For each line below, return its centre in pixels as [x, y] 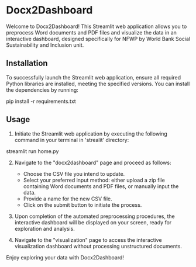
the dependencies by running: [42, 90]
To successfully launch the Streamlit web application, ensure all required [94, 77]
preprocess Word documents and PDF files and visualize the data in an [92, 32]
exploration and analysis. [44, 228]
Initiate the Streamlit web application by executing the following [91, 133]
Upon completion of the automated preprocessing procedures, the [94, 216]
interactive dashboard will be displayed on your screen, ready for [93, 222]
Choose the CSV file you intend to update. [74, 174]
